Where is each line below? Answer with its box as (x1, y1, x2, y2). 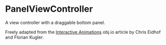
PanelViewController (5, 3, 93, 15)
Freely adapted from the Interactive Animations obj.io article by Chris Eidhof (5, 29, 161, 35)
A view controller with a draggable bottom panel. (5, 20, 106, 25)
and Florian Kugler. (5, 34, 44, 40)
